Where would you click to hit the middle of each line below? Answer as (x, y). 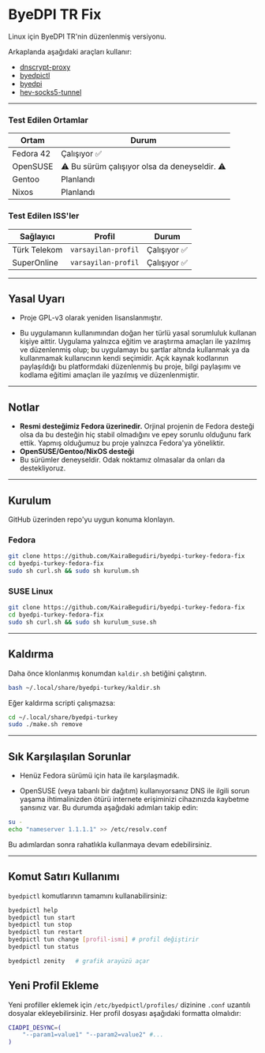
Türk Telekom (37, 249)
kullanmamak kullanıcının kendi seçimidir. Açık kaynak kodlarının (124, 358)
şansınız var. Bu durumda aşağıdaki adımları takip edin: (109, 808)
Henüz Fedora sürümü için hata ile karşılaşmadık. (99, 776)
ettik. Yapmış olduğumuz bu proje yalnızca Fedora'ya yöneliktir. (122, 443)
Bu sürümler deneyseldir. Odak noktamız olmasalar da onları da (122, 460)
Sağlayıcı (37, 236)
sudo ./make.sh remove (45, 725)
